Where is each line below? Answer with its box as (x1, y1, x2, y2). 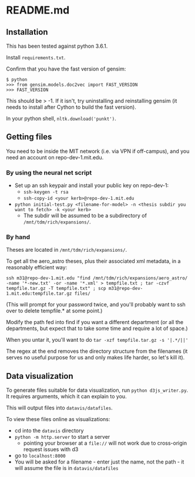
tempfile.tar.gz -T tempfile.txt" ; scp (6, 286, 107, 292)
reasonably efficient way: (6, 264, 68, 271)
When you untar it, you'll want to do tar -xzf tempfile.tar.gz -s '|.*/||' (6, 336, 189, 343)
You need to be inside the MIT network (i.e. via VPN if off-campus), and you (6, 148, 190, 155)
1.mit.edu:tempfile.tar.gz (6, 291, 72, 297)
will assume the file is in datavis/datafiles (14, 465, 119, 472)
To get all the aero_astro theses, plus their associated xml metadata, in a (6, 258, 181, 265)
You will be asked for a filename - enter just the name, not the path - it (14, 458, 184, 465)
